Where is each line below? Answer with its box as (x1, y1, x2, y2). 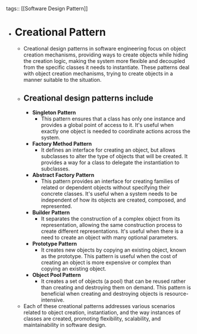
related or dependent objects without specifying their (41, 183, 171, 191)
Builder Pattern (32, 209, 70, 216)
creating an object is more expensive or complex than (41, 259, 172, 266)
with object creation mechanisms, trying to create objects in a (23, 70, 173, 77)
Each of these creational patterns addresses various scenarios (23, 302, 175, 309)
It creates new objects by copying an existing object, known (41, 246, 186, 253)
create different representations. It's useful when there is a (41, 228, 183, 235)
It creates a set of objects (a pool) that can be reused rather (41, 278, 186, 285)
